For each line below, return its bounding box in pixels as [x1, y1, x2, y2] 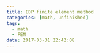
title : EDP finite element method [6, 9, 95, 15]
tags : [6, 20, 20, 26]
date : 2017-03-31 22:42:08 [6, 37, 75, 43]
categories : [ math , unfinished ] [6, 15, 88, 21]
